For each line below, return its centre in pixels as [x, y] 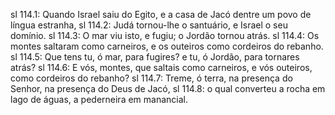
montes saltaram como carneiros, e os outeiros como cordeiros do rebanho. [167, 46]
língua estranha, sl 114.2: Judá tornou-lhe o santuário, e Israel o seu [149, 25]
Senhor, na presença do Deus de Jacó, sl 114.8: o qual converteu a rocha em [168, 88]
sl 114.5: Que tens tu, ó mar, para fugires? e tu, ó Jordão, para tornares [155, 57]
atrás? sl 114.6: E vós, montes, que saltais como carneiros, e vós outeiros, [161, 67]
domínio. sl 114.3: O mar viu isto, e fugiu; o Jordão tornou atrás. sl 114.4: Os [165, 35]
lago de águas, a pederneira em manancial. [99, 99]
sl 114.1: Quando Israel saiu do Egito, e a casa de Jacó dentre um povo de [161, 14]
